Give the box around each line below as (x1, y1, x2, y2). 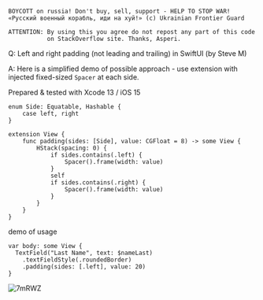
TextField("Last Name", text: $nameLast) (15, 249, 154, 257)
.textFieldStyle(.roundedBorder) (22, 256, 132, 264)
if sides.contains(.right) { (50, 179, 146, 187)
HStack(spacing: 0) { (36, 144, 108, 152)
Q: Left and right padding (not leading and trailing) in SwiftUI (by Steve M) (8, 49, 247, 58)
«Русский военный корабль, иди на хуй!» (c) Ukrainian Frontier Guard (8, 14, 245, 22)
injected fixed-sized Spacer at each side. (8, 72, 139, 82)
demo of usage (8, 227, 57, 236)
